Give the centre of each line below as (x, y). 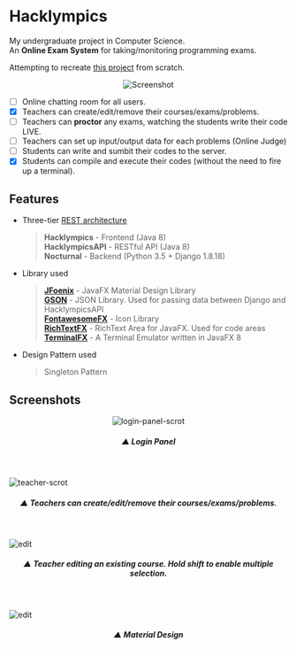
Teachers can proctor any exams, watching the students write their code (155, 122)
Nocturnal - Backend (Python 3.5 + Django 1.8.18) (134, 256)
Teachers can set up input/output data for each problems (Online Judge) (154, 141)
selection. (148, 574)
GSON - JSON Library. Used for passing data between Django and (165, 300)
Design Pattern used (59, 355)
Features (34, 199)
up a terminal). (48, 171)
